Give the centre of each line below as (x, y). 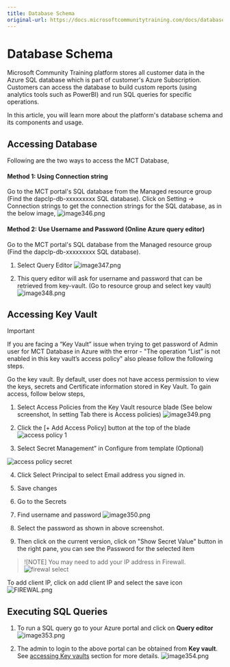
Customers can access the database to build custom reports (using (102, 87)
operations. (23, 102)
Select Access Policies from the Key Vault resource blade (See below (114, 407)
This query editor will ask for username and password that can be (110, 278)
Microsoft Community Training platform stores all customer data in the (106, 73)
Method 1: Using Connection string (57, 176)
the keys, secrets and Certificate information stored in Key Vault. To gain (109, 387)
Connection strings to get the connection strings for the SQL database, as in (115, 206)
